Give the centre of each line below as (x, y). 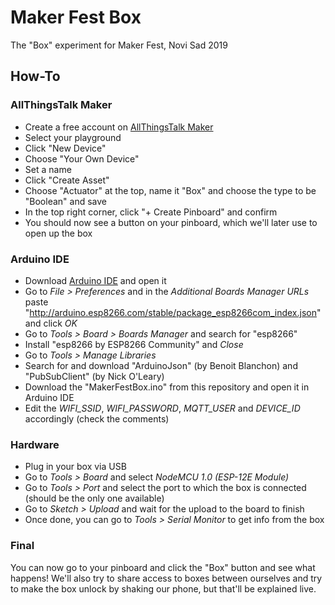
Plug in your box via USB (75, 467)
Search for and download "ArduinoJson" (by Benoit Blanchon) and (161, 365)
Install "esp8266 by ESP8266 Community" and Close (134, 344)
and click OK (51, 323)
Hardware (35, 444)
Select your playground (73, 137)
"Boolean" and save (65, 201)
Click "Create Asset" (67, 180)
